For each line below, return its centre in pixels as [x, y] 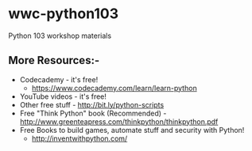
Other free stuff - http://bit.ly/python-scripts [92, 104]
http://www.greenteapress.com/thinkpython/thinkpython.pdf [119, 121]
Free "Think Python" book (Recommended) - [93, 113]
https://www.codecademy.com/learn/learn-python [114, 88]
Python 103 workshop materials [60, 36]
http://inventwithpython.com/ [79, 138]
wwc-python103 [64, 14]
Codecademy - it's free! [59, 79]
